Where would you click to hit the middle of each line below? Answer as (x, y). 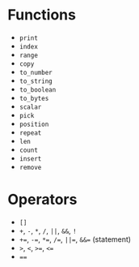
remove (30, 167)
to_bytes (34, 98)
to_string (36, 81)
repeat (30, 133)
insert (30, 159)
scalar (30, 107)
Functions (42, 15)
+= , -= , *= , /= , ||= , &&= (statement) (75, 239)
